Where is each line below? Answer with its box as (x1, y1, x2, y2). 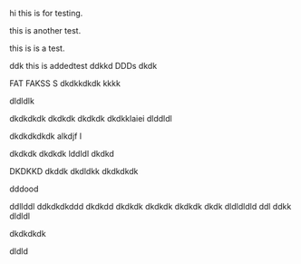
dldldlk (9, 95, 34, 106)
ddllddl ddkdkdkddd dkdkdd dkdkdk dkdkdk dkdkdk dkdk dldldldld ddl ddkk (9, 201, 292, 211)
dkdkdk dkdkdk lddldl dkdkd (9, 149, 115, 159)
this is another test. (9, 25, 82, 35)
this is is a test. (9, 43, 65, 54)
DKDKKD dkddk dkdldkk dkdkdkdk (9, 166, 139, 176)
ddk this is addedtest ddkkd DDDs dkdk (9, 61, 158, 71)
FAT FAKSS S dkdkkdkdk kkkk (9, 78, 121, 89)
